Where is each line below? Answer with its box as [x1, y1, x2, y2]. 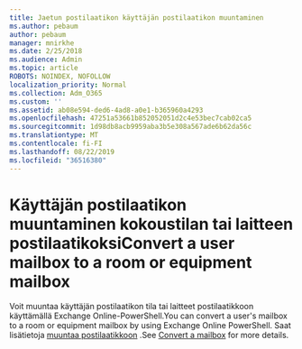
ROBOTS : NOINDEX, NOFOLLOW [9, 72, 111, 81]
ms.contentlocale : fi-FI [9, 139, 103, 148]
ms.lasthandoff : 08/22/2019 [9, 147, 115, 156]
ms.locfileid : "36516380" [9, 155, 106, 165]
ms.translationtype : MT [9, 131, 99, 140]
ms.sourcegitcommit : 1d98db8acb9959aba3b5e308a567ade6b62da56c [9, 123, 252, 132]
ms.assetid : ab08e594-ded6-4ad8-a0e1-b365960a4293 [9, 106, 204, 115]
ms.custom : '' [9, 96, 63, 106]
